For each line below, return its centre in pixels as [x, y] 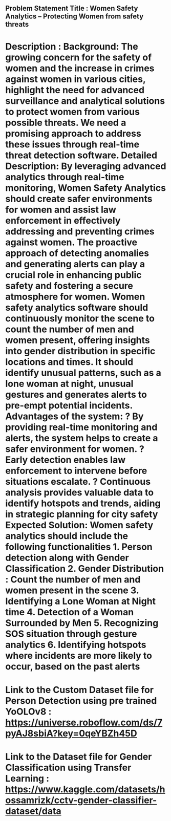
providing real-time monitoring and [81, 427]
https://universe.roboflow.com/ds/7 [84, 722]
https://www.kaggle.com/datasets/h [85, 789]
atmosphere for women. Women [75, 297]
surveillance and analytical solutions [85, 101]
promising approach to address [73, 133]
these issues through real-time [72, 144]
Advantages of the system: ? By [74, 416]
